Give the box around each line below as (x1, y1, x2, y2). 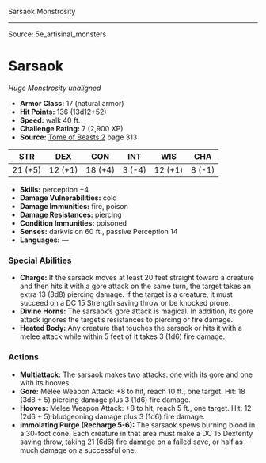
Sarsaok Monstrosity (8, 7, 76, 16)
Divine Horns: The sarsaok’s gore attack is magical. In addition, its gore (19, 306, 253, 316)
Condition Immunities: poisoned (19, 218, 127, 228)
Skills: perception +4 (19, 184, 89, 194)
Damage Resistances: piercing (19, 210, 122, 219)
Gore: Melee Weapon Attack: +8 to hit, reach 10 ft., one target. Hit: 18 (19, 386, 245, 396)
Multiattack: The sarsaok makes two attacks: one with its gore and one (19, 370, 253, 379)
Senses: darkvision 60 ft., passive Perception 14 (19, 226, 178, 236)
